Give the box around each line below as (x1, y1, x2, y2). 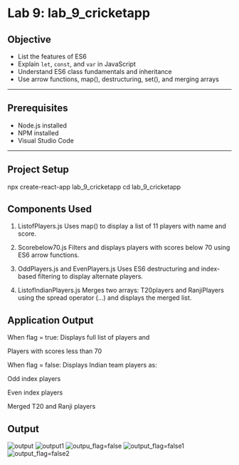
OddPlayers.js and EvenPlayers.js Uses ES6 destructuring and (17, 265, 200, 273)
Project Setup (7, 164, 70, 176)
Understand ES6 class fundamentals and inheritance (17, 68, 172, 75)
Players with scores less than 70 (7, 347, 102, 355)
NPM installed (17, 128, 59, 137)
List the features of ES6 (17, 52, 87, 61)
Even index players (7, 388, 63, 397)
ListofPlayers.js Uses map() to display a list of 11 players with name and (17, 222, 226, 231)
